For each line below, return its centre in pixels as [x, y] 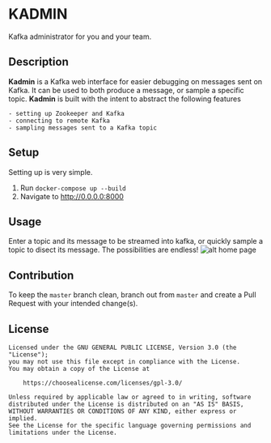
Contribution [41, 275]
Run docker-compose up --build [73, 188]
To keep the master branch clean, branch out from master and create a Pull [132, 295]
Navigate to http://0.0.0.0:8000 [72, 196]
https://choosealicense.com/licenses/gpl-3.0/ [103, 383]
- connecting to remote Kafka [59, 121]
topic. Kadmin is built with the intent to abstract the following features [125, 99]
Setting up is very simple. [51, 172]
